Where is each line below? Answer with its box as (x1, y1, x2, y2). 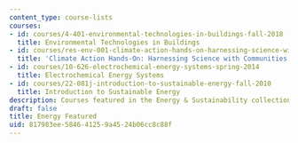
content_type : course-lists (9, 12, 114, 22)
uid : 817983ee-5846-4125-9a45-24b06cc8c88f (9, 121, 173, 130)
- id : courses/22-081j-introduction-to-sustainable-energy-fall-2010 (9, 79, 272, 88)
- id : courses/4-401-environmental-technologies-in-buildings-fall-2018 (9, 29, 284, 38)
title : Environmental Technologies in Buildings (17, 37, 200, 47)
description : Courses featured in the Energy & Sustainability (9, 95, 248, 105)
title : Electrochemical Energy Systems (17, 71, 165, 80)
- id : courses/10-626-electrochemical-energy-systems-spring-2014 (9, 63, 260, 72)
